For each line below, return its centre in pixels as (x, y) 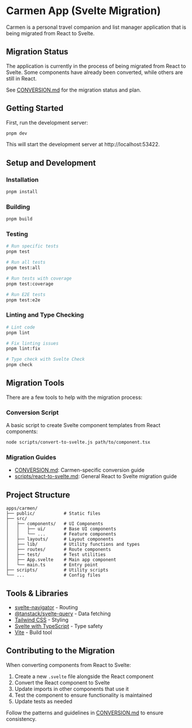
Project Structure (38, 495)
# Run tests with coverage (39, 278)
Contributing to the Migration (61, 651)
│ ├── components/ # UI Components (55, 524)
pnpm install (22, 192)
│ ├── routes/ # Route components (59, 550)
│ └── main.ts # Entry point (52, 565)
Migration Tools (35, 383)
